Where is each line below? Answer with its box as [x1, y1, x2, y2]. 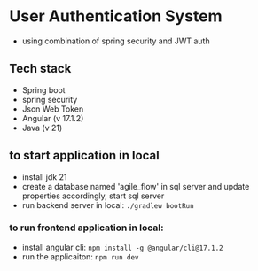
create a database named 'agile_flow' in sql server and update [21, 181, 250, 191]
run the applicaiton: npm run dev [21, 251, 139, 262]
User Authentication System [9, 6, 223, 27]
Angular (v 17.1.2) [21, 112, 84, 123]
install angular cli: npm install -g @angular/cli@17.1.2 [21, 242, 223, 252]
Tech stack [9, 61, 72, 76]
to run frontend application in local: [9, 221, 164, 234]
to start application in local [9, 148, 160, 163]
